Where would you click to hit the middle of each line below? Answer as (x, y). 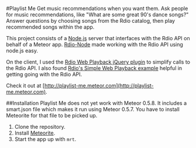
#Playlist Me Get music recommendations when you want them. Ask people (97, 8)
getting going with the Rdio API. (44, 74)
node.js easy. (22, 51)
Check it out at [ (25, 86)
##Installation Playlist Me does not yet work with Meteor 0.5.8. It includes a (97, 103)
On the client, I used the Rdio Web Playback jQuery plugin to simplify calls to (98, 62)
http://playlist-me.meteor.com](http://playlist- (99, 86)
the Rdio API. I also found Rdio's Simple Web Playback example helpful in (94, 68)
